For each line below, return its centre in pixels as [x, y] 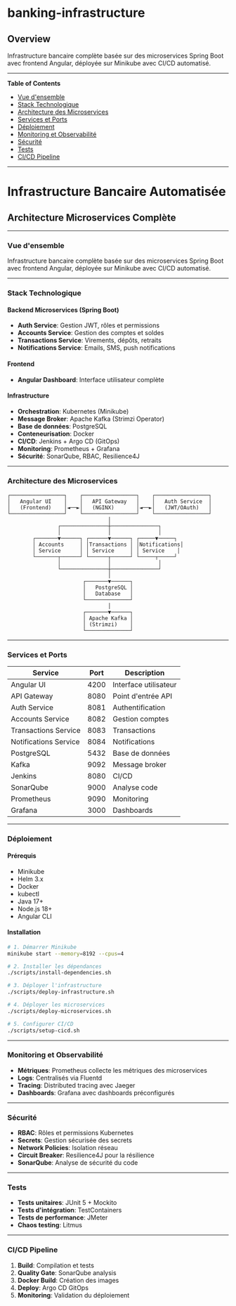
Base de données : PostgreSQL [62, 426]
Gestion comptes [141, 719]
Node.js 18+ [35, 908]
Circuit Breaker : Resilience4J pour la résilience [86, 1155]
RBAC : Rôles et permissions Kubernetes [76, 1133]
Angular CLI [34, 916]
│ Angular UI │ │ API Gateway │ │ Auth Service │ [110, 502]
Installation [24, 932]
